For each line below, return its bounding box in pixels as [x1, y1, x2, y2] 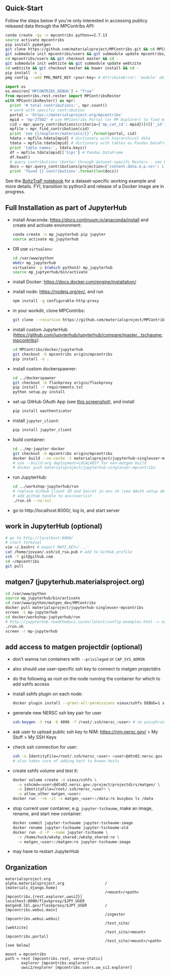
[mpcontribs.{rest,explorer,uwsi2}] [5, 894, 82, 900]
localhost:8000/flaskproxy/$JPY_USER [5, 899, 85, 904]
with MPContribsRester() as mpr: [5, 98, 76, 103]
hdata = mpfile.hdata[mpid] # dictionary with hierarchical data [10, 136, 151, 141]
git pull [5, 564, 24, 569]
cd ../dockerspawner [12, 375, 56, 380]
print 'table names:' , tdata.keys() [10, 145, 87, 150]
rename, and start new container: [12, 811, 82, 817]
